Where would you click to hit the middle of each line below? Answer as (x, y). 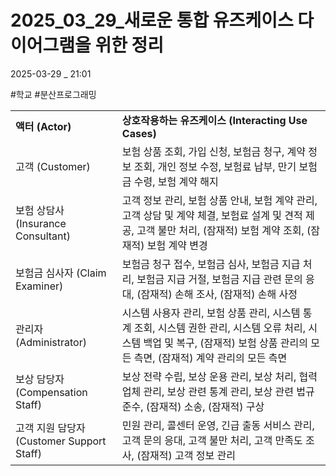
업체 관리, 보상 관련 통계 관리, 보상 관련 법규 (218, 391)
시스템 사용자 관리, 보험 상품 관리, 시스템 (211, 313)
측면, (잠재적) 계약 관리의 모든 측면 (210, 358)
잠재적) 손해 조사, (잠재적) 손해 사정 (219, 294)
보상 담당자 (40, 379)
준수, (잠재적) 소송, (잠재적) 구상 (193, 406)
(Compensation (51, 392)
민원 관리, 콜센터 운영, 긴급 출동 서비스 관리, (218, 425)
